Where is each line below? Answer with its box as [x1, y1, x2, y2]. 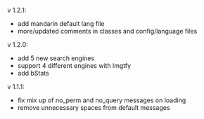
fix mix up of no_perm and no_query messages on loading [17, 96, 186, 104]
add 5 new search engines [17, 54, 95, 62]
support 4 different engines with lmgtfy [17, 62, 132, 69]
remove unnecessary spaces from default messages [17, 104, 170, 111]
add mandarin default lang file [17, 20, 105, 27]
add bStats [17, 69, 49, 77]
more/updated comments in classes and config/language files [17, 27, 198, 35]
